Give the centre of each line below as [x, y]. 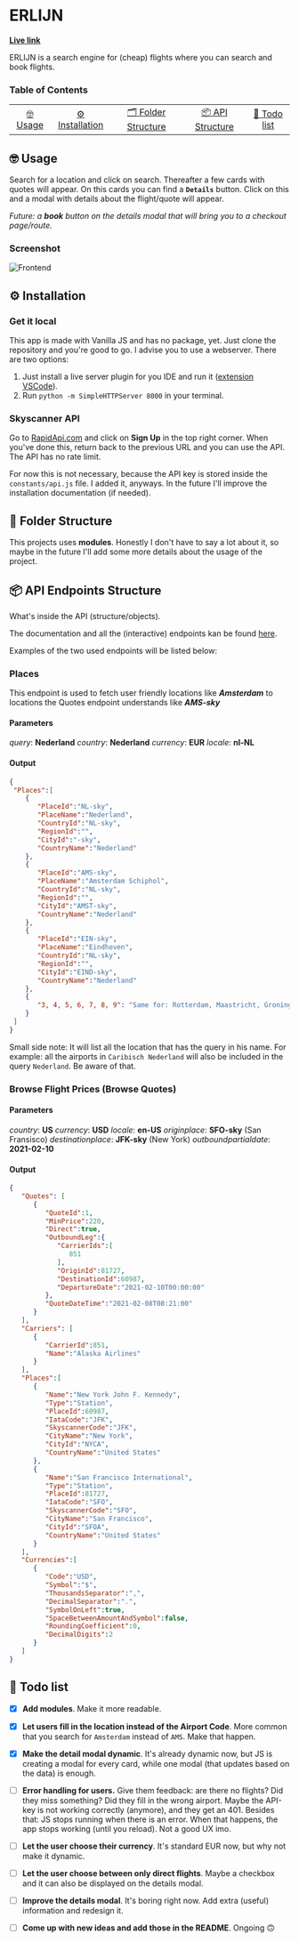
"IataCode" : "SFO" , [79, 1503]
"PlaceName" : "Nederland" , [85, 815]
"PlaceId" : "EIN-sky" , [77, 939]
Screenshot [35, 248]
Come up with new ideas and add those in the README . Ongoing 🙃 [149, 1928]
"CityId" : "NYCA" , [77, 1445]
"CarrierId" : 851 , [77, 1345]
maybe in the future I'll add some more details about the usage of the [136, 552]
